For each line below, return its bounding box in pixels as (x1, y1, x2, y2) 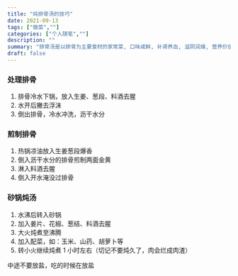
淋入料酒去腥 (17, 165, 55, 173)
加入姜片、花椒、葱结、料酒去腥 (17, 219, 111, 228)
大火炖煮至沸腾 (17, 228, 62, 236)
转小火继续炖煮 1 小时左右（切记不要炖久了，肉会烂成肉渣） (17, 245, 192, 254)
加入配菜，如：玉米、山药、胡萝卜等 (17, 237, 124, 245)
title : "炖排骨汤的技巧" (7, 10, 73, 18)
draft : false (7, 50, 46, 57)
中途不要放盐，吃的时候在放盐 (7, 260, 94, 270)
